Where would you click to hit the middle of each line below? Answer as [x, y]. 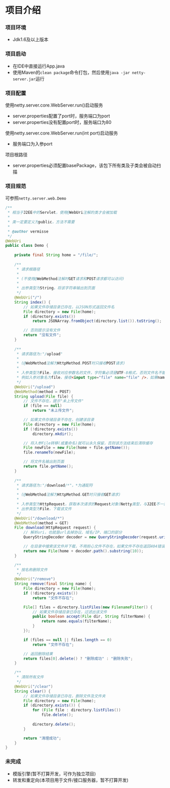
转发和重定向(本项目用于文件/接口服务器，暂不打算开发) [71, 780]
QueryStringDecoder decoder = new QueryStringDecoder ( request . [91, 537]
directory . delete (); [54, 724]
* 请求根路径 [28, 269]
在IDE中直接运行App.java [38, 66]
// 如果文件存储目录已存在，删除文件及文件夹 [65, 696]
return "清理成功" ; [42, 738]
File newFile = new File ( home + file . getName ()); [77, 448]
